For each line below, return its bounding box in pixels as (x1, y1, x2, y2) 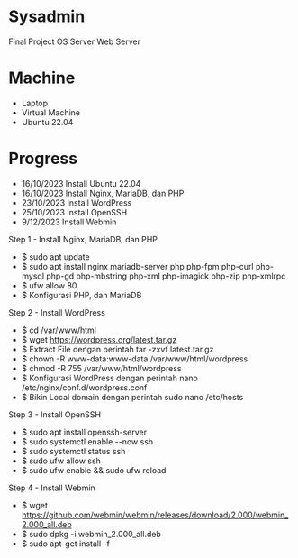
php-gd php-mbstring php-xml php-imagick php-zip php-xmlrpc (46, 270, 286, 281)
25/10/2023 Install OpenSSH (21, 206, 128, 217)
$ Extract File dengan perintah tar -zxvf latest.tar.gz (21, 343, 214, 354)
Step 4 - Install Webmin (8, 482, 95, 493)
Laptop (21, 97, 49, 108)
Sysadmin (8, 6, 86, 27)
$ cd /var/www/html (21, 325, 96, 335)
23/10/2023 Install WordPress (21, 197, 132, 208)
